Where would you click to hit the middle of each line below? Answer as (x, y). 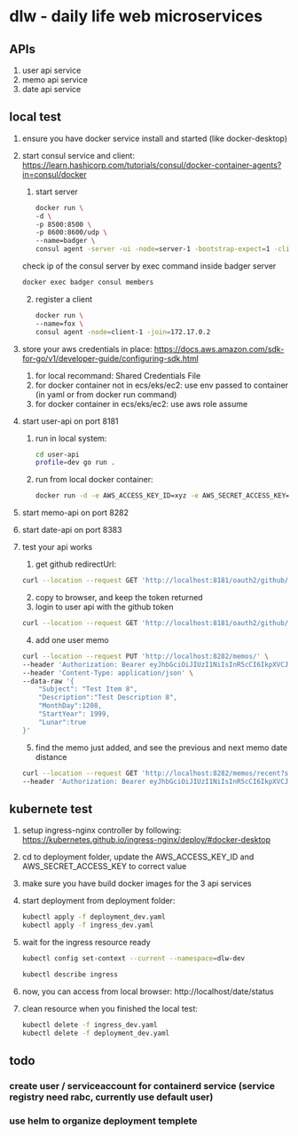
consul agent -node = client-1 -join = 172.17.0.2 (123, 332)
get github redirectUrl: (76, 564)
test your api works (57, 547)
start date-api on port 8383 (72, 530)
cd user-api (57, 454)
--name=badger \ (65, 241)
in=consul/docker (54, 174)
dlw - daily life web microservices (136, 16)
